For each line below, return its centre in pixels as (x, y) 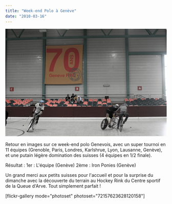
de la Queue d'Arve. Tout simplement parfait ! (53, 186)
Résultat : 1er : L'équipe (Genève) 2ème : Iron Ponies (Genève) (71, 165)
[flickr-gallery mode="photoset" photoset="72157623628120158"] (75, 196)
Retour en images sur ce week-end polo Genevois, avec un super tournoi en (85, 145)
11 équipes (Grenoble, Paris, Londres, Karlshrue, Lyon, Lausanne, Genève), (84, 150)
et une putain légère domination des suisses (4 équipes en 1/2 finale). (79, 155)
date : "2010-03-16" (26, 16)
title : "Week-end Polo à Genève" (41, 11)
